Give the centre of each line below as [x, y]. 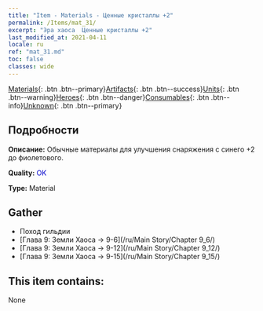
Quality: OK [27, 173]
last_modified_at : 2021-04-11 [58, 37]
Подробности [44, 130]
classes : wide [31, 67]
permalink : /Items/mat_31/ [52, 23]
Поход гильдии [45, 232]
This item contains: [56, 281]
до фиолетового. [36, 157]
